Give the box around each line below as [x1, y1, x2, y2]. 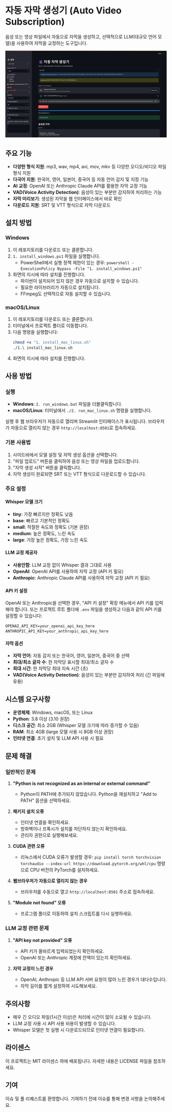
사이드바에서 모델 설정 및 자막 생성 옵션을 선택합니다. [12, 451, 118, 458]
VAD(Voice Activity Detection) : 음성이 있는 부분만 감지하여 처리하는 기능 [12, 189, 162, 195]
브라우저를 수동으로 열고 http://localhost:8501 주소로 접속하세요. [20, 888, 155, 895]
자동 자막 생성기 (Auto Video [5, 5, 122, 16]
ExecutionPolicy [20, 266, 55, 271]
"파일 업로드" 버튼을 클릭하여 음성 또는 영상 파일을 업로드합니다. [12, 458, 140, 464]
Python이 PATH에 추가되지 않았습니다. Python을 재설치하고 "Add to [20, 791, 157, 797]
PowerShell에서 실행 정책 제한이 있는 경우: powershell [20, 259, 130, 265]
